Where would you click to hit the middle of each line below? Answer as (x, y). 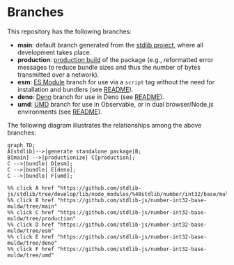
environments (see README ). (60, 112)
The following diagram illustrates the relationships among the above (104, 125)
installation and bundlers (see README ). (75, 89)
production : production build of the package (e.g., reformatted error (115, 59)
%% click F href (31, 249)
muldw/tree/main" (32, 206)
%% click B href (31, 200)
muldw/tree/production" (42, 218)
